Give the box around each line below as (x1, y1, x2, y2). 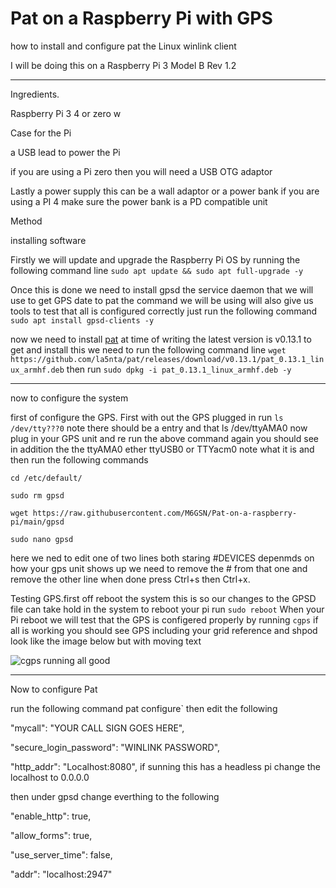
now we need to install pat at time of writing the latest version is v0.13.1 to (10, 333, 312, 345)
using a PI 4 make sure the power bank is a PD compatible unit (10, 195, 268, 207)
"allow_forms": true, (10, 829, 93, 841)
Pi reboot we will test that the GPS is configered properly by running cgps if (10, 613, 319, 626)
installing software (10, 234, 87, 246)
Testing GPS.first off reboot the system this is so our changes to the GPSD (10, 592, 317, 604)
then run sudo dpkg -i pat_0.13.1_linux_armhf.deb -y (66, 363, 292, 375)
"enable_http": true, (10, 810, 92, 822)
